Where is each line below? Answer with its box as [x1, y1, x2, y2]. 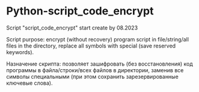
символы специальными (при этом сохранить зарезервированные [6, 73, 179, 80]
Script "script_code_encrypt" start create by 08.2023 [6, 24, 138, 31]
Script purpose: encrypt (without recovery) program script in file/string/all [6, 35, 189, 43]
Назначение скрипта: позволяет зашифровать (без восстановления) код [6, 60, 194, 67]
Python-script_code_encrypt [6, 4, 154, 18]
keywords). [6, 48, 34, 55]
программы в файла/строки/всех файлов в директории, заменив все [6, 66, 184, 73]
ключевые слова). [6, 79, 53, 87]
